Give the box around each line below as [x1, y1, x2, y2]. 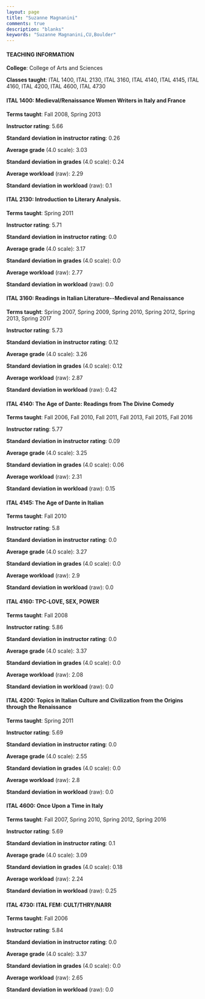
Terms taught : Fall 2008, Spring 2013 [6, 110, 101, 118]
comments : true [6, 20, 45, 26]
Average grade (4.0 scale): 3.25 [6, 449, 88, 457]
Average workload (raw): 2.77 [6, 268, 83, 276]
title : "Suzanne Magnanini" [6, 15, 78, 21]
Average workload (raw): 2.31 [6, 473, 83, 481]
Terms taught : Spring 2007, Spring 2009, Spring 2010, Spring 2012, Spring [6, 308, 195, 316]
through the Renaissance [6, 703, 72, 711]
